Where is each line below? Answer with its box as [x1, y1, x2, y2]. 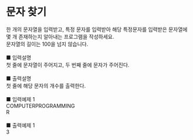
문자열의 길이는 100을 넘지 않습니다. [6, 40, 89, 47]
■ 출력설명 [6, 74, 32, 82]
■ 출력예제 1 [6, 121, 35, 129]
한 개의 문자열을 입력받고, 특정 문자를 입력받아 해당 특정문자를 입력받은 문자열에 [6, 26, 188, 33]
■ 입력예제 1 [6, 95, 35, 103]
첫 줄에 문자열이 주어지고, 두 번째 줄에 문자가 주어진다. [6, 61, 130, 68]
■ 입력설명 [6, 54, 32, 61]
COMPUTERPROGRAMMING [6, 102, 75, 109]
